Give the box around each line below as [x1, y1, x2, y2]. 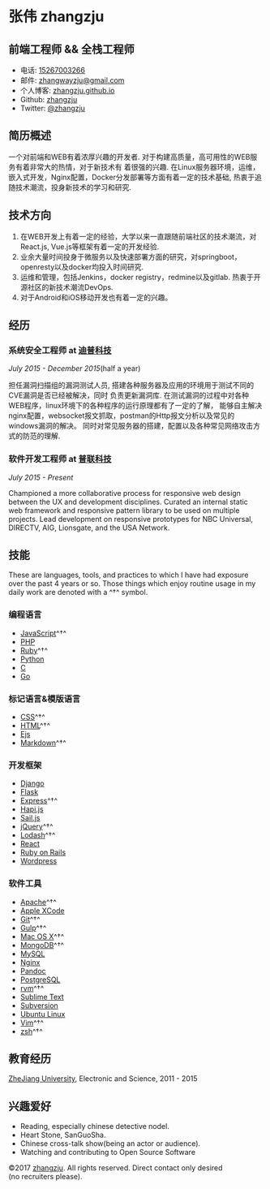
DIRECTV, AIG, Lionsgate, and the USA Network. [8, 523, 170, 532]
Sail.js [19, 813, 41, 823]
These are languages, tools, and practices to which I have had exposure [8, 570, 249, 580]
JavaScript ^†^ [19, 628, 67, 638]
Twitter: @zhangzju [19, 103, 85, 113]
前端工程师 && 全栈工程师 [8, 42, 135, 56]
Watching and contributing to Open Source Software [19, 1148, 196, 1157]
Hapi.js [19, 804, 44, 814]
